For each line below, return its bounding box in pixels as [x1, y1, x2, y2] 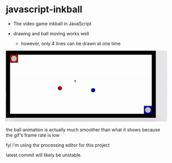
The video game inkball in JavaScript [13, 21, 92, 27]
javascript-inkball [6, 4, 82, 15]
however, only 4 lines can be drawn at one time [20, 40, 121, 47]
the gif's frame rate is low [6, 132, 60, 138]
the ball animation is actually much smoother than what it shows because [6, 127, 160, 133]
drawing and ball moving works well [13, 30, 89, 36]
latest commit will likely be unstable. [6, 152, 82, 158]
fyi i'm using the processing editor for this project [6, 142, 110, 148]
